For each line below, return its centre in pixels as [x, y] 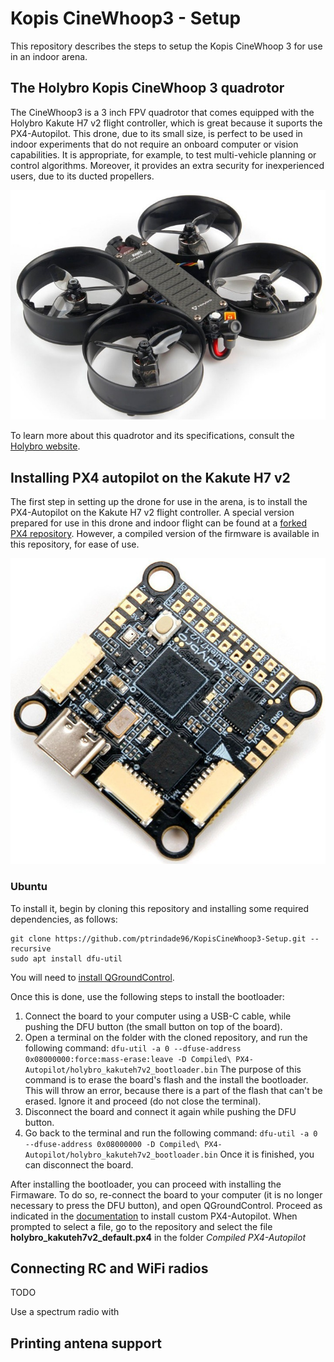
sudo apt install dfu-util [66, 958]
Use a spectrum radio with [65, 1312]
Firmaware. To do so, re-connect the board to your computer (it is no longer [166, 1194]
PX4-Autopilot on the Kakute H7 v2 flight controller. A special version [152, 513]
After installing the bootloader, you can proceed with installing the [146, 1184]
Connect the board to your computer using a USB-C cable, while [158, 1016]
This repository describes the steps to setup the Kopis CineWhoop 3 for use [166, 46]
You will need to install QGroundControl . [92, 977]
